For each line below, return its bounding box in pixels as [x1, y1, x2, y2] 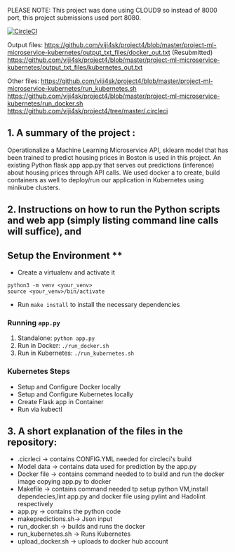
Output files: [7, 41, 43, 49]
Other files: [7, 77, 40, 85]
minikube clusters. [7, 183, 61, 192]
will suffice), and [7, 225, 82, 238]
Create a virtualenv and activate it [17, 268, 116, 277]
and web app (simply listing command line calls [7, 215, 219, 227]
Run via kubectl [17, 405, 63, 413]
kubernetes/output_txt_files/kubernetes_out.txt [7, 63, 143, 71]
